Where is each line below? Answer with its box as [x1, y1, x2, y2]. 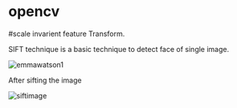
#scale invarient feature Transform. [8, 29, 125, 38]
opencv [8, 2, 60, 21]
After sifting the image [8, 75, 82, 85]
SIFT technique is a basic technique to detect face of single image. [8, 44, 230, 54]
